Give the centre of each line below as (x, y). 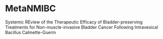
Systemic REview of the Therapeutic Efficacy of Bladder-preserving (74, 22)
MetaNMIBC (30, 9)
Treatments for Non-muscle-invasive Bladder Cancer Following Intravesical (81, 27)
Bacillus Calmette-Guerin (31, 32)
